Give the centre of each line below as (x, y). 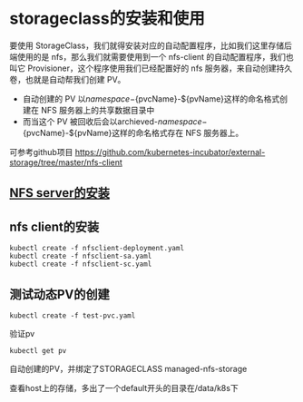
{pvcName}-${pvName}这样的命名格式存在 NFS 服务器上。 (133, 132)
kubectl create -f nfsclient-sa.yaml (81, 256)
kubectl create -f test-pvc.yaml (73, 315)
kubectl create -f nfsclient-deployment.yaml (97, 249)
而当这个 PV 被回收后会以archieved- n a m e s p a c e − (115, 121)
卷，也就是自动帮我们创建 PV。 (68, 79)
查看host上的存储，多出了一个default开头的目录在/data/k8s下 (124, 387)
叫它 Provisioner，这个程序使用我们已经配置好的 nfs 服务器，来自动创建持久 (151, 68)
